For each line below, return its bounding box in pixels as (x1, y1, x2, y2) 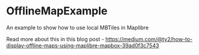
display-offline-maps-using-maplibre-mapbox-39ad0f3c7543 (6, 42, 159, 49)
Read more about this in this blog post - (6, 35, 104, 42)
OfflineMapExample (6, 4, 108, 18)
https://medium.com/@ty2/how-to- (105, 35, 193, 42)
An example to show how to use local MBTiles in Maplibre (6, 24, 149, 31)
